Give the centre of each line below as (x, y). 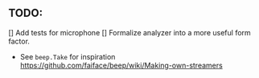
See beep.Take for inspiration (68, 56)
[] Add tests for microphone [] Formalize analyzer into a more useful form (129, 32)
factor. (19, 41)
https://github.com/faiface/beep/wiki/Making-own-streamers (121, 65)
